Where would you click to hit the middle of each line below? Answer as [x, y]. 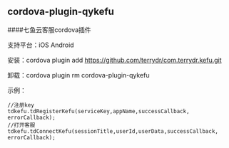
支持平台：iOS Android [41, 45]
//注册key [21, 105]
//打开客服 [21, 125]
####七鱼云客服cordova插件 [49, 30]
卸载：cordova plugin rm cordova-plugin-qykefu [78, 75]
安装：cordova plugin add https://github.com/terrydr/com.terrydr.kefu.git [115, 60]
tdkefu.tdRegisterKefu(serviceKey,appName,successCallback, [99, 111]
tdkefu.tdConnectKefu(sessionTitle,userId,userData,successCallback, [113, 131]
